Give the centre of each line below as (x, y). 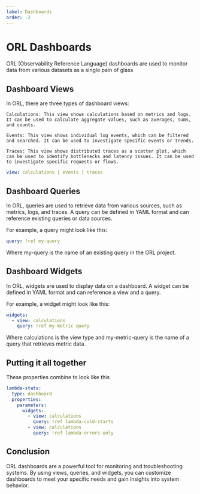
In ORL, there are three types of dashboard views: (68, 103)
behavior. (18, 485)
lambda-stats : (24, 388)
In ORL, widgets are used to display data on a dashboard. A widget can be (98, 285)
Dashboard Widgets (44, 271)
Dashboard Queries (43, 191)
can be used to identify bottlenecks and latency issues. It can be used (100, 157)
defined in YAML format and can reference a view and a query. (84, 292)
